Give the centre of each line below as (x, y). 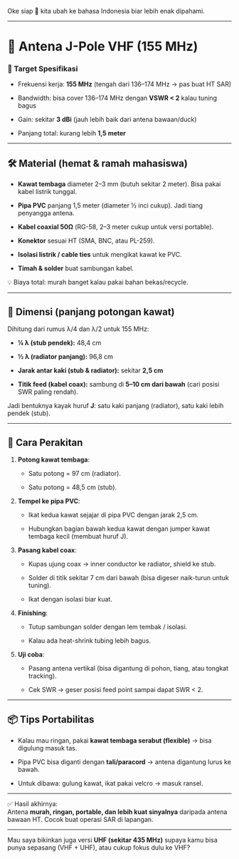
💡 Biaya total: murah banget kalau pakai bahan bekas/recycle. (98, 283)
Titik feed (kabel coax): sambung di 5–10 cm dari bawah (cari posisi (118, 385)
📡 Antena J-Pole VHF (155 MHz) (103, 47)
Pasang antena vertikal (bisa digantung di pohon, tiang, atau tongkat (128, 668)
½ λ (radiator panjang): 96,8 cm (65, 357)
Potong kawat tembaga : (54, 459)
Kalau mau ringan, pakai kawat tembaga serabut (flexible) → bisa (115, 740)
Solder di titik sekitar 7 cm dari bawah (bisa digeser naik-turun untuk (128, 577)
